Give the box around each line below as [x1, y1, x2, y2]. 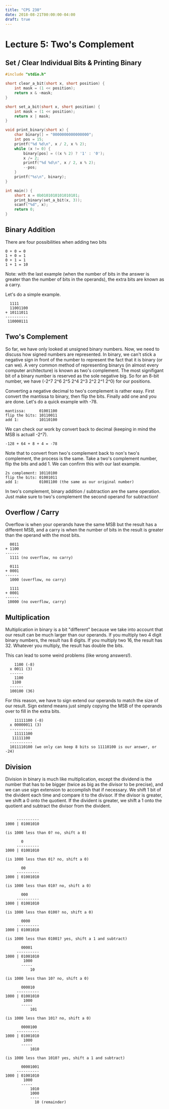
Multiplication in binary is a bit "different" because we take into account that [5, 626, 163, 632]
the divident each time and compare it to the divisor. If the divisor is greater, [5, 792, 163, 798]
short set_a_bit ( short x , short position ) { [5, 104, 100, 109]
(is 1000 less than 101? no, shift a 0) [5, 1016, 92, 1021]
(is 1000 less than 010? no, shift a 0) [5, 883, 92, 888]
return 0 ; [14, 207, 35, 212]
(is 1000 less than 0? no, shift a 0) [5, 830, 87, 835]
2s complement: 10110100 [5, 470, 58, 476]
